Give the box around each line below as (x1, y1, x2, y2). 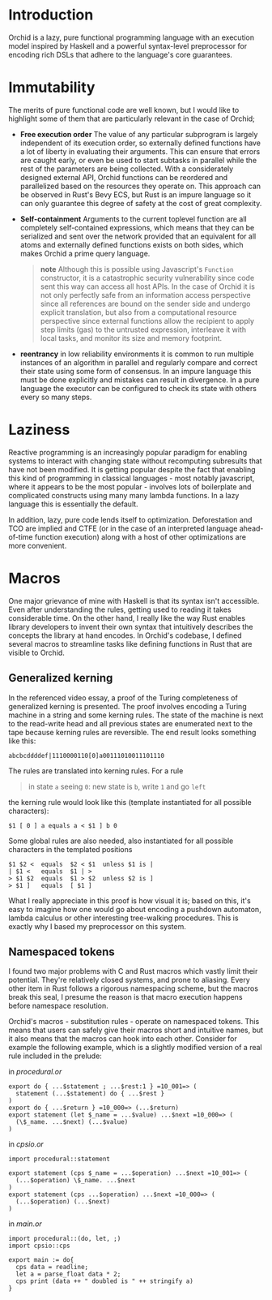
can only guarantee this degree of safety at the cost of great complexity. (19, 198, 262, 208)
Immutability (8, 79, 96, 97)
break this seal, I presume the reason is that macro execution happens (8, 992, 243, 1002)
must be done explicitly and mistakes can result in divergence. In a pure (19, 375, 260, 385)
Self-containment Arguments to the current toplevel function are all (19, 213, 247, 224)
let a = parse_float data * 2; (15, 1270, 121, 1279)
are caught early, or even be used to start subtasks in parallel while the (19, 155, 257, 165)
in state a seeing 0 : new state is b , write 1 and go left (28, 781, 206, 791)
